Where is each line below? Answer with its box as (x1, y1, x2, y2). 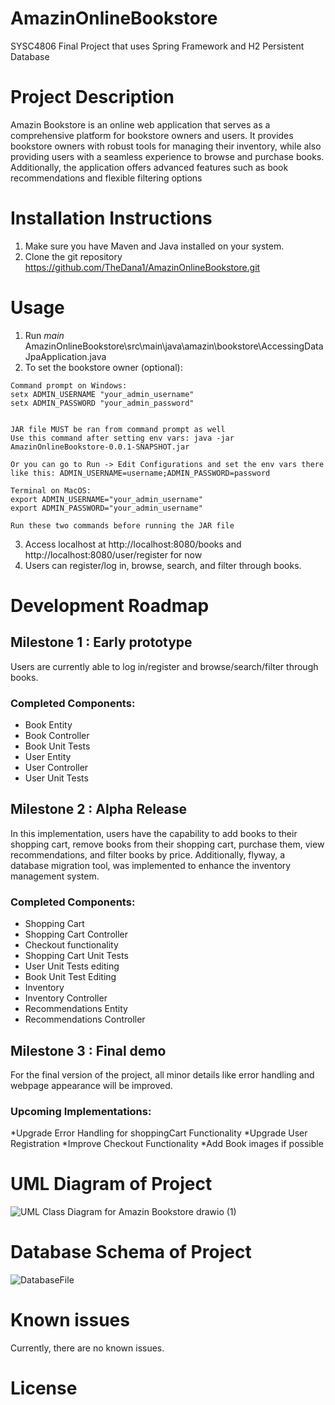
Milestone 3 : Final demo (10, 1042, 167, 1059)
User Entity (24, 751, 72, 763)
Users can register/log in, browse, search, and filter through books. (24, 559, 302, 571)
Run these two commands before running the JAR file (10, 520, 235, 531)
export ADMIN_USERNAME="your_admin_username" (10, 494, 203, 504)
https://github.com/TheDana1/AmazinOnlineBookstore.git (24, 261, 261, 273)
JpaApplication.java (24, 350, 107, 362)
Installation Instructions (10, 207, 213, 230)
